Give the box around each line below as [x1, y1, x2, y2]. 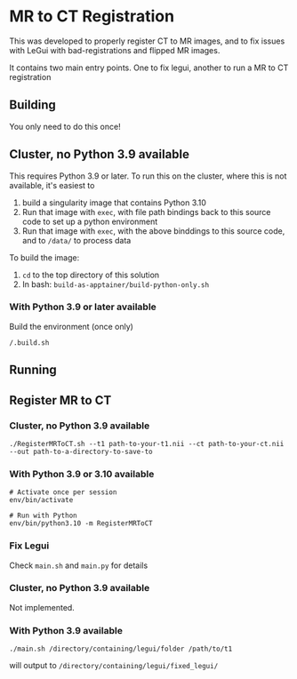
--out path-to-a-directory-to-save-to [9, 447, 153, 456]
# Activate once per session [9, 488, 117, 497]
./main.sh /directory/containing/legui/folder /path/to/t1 [9, 644, 233, 654]
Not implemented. [9, 602, 76, 612]
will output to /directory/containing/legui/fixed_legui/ [9, 660, 219, 671]
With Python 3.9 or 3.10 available [9, 467, 155, 480]
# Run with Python [9, 511, 77, 521]
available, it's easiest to [9, 180, 95, 190]
